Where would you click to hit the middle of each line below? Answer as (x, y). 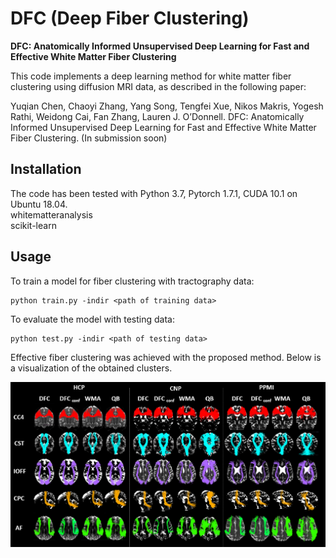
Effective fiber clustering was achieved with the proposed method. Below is (166, 357)
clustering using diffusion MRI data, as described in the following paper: (158, 86)
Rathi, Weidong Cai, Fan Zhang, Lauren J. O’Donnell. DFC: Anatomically (157, 116)
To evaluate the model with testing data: (92, 319)
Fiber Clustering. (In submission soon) (89, 138)
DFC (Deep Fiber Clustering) (130, 18)
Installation (46, 169)
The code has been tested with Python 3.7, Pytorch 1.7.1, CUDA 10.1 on (154, 193)
